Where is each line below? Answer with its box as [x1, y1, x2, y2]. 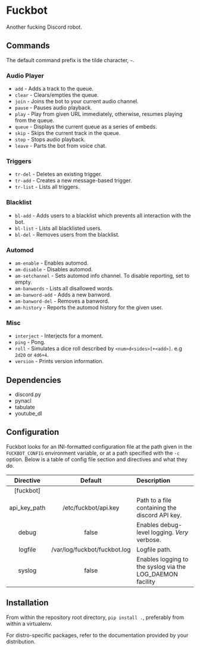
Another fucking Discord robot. [6, 23, 82, 30]
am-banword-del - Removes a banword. [14, 297, 110, 305]
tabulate [14, 404, 36, 411]
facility [136, 577, 156, 585]
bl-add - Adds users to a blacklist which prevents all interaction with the [14, 211, 192, 219]
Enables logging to [136, 555, 189, 563]
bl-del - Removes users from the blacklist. [14, 231, 120, 238]
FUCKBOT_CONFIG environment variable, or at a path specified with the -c [6, 449, 180, 456]
